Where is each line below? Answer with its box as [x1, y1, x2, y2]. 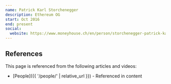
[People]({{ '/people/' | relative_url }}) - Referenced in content [12, 73, 142, 79]
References [5, 50, 43, 58]
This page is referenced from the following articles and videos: [5, 63, 137, 69]
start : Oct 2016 [5, 17, 40, 22]
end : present [5, 21, 33, 27]
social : [5, 26, 22, 31]
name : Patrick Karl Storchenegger [5, 7, 79, 13]
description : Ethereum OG [5, 12, 60, 17]
